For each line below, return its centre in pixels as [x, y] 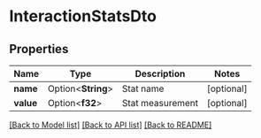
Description [160, 74]
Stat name [143, 88]
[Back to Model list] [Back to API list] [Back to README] [111, 125]
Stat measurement [160, 103]
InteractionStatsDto [83, 16]
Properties [39, 49]
